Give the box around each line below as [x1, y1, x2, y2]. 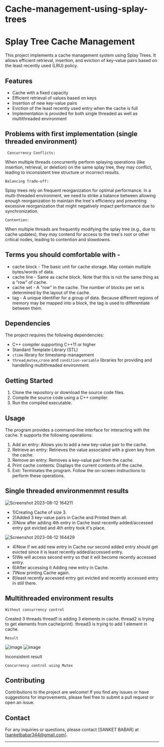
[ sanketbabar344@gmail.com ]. [5, 732, 68, 738]
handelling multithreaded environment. [12, 362, 90, 368]
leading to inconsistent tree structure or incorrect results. [5, 169, 120, 175]
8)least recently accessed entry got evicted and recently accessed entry [12, 575, 159, 581]
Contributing [5, 676, 45, 685]
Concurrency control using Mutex [5, 663, 73, 668]
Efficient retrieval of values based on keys [12, 95, 97, 101]
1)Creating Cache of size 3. [12, 509, 67, 515]
